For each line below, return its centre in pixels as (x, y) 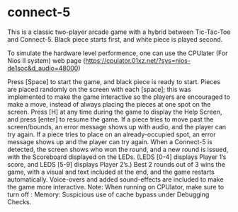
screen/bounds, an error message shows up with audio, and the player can (117, 126)
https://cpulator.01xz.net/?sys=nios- (138, 60)
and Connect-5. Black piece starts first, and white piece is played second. (115, 39)
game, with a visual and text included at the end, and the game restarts (111, 172)
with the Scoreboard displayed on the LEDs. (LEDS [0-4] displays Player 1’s (117, 157)
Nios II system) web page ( (46, 60)
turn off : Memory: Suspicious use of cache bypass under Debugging (108, 194)
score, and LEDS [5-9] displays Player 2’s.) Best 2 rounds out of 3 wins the (116, 164)
